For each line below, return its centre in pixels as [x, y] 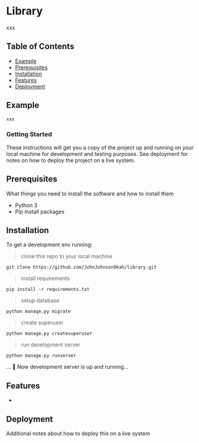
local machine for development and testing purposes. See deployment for [97, 153]
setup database [40, 300]
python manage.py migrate [38, 312]
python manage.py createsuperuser [49, 334]
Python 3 [26, 205]
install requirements [45, 278]
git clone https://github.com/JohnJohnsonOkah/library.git [82, 267]
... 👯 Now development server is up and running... [67, 367]
